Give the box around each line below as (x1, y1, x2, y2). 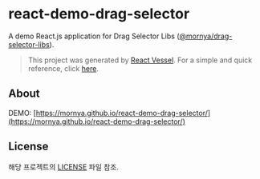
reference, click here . (27, 63, 99, 73)
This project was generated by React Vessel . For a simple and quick (27, 55, 253, 65)
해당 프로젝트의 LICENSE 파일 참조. (8, 161, 119, 172)
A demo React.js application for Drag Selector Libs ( (8, 31, 180, 41)
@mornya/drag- (179, 31, 233, 41)
